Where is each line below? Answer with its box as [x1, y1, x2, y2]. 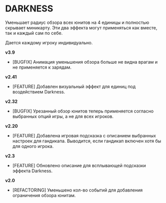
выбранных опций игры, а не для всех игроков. [12, 113, 114, 119]
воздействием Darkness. [12, 89, 66, 95]
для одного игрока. [12, 143, 54, 149]
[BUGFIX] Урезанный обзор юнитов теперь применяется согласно [12, 108, 154, 114]
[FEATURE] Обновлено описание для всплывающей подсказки [12, 162, 146, 168]
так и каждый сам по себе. [5, 30, 63, 36]
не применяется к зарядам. [12, 64, 72, 70]
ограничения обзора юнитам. [12, 192, 76, 198]
